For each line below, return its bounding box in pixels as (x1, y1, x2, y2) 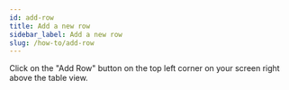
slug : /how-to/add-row (9, 38, 95, 48)
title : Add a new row (9, 22, 91, 31)
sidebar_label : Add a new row (9, 30, 123, 39)
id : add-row (9, 13, 54, 22)
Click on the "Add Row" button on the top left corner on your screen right (9, 63, 281, 74)
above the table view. (9, 73, 88, 84)
